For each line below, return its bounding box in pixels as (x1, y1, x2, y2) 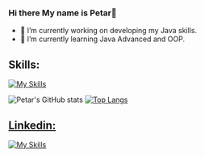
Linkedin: (8, 118, 56, 132)
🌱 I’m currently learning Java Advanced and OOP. (19, 34, 186, 44)
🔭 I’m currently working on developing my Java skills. (19, 26, 198, 36)
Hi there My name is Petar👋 (8, 7, 117, 19)
